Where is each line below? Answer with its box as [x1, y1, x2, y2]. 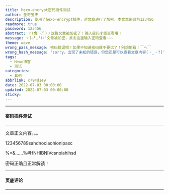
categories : [5, 69, 30, 74]
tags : [5, 54, 17, 60]
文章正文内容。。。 [5, 130, 41, 136]
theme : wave [5, 40, 30, 45]
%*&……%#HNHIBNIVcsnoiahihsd [5, 150, 76, 156]
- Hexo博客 [10, 59, 31, 64]
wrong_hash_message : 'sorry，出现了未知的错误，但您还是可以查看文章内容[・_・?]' [5, 50, 165, 55]
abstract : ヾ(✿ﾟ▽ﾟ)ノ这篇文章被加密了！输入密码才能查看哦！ [5, 31, 122, 36]
